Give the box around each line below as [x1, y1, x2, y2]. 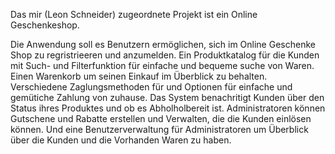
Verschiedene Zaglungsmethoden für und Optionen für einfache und [10, 81, 293, 93]
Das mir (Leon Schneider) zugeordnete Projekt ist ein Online [10, 9, 258, 20]
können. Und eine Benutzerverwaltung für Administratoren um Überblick [10, 124, 309, 135]
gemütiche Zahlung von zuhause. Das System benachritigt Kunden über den [10, 92, 325, 103]
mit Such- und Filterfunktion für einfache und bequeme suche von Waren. [10, 60, 315, 71]
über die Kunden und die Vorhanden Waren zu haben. [10, 134, 232, 146]
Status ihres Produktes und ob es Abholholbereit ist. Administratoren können [10, 102, 326, 114]
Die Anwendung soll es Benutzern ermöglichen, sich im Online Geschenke [10, 39, 316, 50]
